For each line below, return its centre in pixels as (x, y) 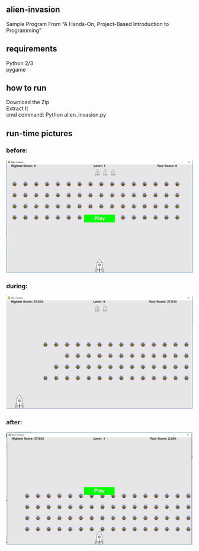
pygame (16, 69)
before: (17, 150)
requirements (32, 49)
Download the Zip (28, 102)
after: (14, 422)
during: (17, 286)
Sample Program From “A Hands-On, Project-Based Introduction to (88, 24)
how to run (26, 88)
